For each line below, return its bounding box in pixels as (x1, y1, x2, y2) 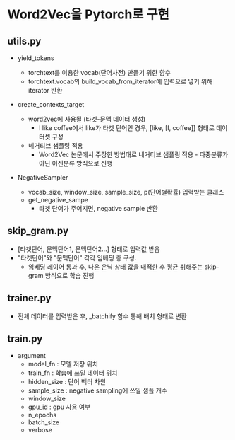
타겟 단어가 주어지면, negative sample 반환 (38, 204, 159, 212)
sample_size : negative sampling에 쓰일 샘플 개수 (28, 386, 168, 395)
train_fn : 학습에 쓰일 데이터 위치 (28, 369, 118, 377)
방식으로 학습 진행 (44, 271, 95, 279)
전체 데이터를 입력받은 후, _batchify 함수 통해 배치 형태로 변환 (17, 312, 187, 320)
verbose (28, 426, 53, 434)
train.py (7, 333, 43, 345)
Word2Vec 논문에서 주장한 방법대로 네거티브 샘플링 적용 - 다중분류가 (38, 150, 229, 158)
